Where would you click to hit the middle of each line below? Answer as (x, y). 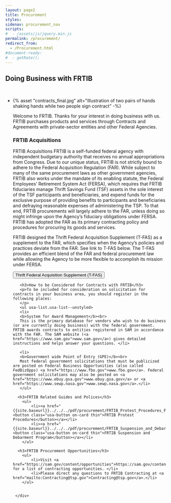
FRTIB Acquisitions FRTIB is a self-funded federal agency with (78, 151)
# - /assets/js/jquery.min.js (39, 34)
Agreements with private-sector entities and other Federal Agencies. (85, 127)
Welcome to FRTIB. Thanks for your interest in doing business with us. (87, 116)
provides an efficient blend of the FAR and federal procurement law (83, 254)
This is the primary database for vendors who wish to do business (93, 321)
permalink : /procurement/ (33, 39)
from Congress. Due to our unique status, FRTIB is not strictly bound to (87, 162)
